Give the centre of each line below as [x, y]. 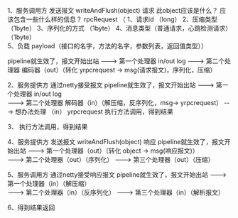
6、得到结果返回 [31, 207]
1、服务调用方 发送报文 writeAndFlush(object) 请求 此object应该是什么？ [113, 10]
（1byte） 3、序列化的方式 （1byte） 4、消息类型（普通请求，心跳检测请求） [118, 28]
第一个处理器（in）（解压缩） [49, 184]
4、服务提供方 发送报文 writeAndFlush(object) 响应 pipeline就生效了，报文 [116, 142]
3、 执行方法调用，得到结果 [48, 127]
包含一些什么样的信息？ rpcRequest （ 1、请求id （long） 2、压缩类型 [115, 19]
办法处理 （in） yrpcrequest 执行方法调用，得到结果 [97, 111]
